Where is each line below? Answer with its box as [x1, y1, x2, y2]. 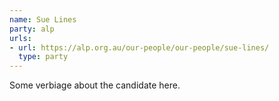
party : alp [9, 24, 55, 34]
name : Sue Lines [9, 14, 77, 25]
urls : [9, 33, 32, 43]
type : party [18, 52, 69, 62]
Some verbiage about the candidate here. [9, 79, 181, 91]
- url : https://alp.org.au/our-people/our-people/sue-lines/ [9, 42, 270, 53]
